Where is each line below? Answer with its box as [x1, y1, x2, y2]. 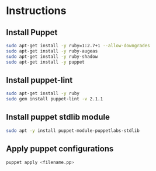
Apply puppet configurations [6, 144, 114, 154]
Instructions [6, 4, 67, 18]
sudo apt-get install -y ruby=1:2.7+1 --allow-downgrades [6, 43, 150, 48]
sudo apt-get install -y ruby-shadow [6, 54, 98, 60]
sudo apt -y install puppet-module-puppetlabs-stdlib [6, 127, 140, 134]
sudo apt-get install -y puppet [6, 59, 85, 65]
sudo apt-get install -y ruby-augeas [6, 48, 98, 54]
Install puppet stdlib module [6, 112, 110, 122]
